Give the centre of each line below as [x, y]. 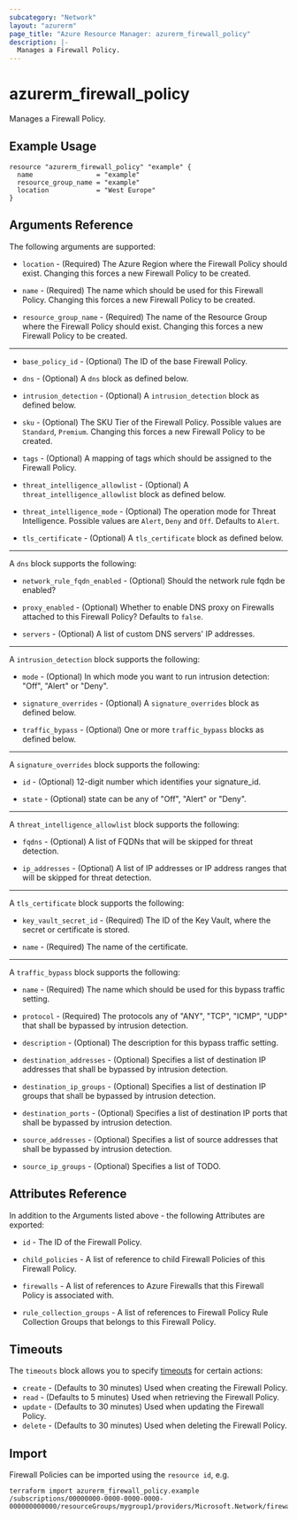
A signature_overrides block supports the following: [105, 764]
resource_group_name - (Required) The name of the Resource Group [145, 316]
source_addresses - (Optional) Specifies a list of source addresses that [150, 1139]
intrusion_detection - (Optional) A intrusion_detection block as [141, 395]
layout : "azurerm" [43, 26]
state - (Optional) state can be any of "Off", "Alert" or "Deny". [134, 799]
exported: [27, 1225]
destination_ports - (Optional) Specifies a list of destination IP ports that [155, 1112]
